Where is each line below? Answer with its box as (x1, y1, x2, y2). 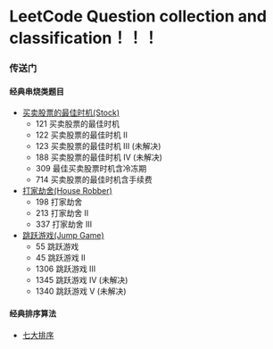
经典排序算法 (9, 308, 56, 319)
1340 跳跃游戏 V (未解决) (35, 286, 127, 296)
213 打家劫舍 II (35, 208, 89, 219)
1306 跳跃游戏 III (35, 263, 96, 274)
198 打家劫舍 (35, 196, 83, 207)
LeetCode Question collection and (9, 6, 268, 27)
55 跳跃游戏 (35, 241, 79, 252)
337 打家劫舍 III (35, 219, 92, 229)
